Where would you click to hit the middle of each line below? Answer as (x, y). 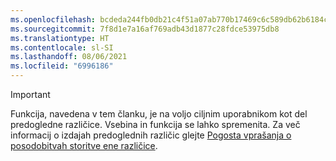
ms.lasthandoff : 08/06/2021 (69, 57)
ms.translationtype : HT (60, 38)
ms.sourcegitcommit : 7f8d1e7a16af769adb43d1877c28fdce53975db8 (145, 29)
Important (30, 94)
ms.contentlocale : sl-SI (62, 47)
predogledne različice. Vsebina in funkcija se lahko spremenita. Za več (155, 124)
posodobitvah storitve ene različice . (84, 145)
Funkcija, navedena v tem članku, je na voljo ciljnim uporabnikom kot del (159, 114)
